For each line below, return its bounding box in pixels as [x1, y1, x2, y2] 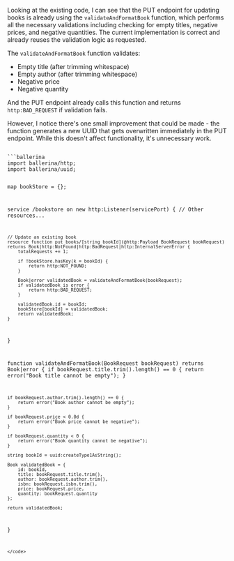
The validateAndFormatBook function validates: [7, 49, 141, 57]
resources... [7, 212, 45, 219]
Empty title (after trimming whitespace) [17, 63, 130, 70]
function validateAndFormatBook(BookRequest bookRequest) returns [7, 360, 204, 367]
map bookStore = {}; [7, 183, 68, 190]
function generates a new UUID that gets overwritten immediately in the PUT [7, 127, 227, 135]
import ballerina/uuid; [7, 166, 77, 173]
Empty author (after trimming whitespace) [17, 70, 138, 78]
